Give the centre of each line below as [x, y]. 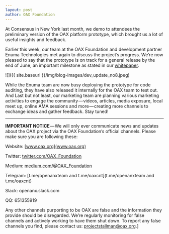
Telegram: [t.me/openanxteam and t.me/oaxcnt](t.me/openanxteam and [80, 175]
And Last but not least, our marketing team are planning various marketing [82, 95]
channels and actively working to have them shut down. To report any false [83, 220]
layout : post [19, 10]
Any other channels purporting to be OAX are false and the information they [84, 210]
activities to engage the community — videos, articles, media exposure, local [84, 100]
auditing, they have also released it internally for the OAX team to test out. [82, 90]
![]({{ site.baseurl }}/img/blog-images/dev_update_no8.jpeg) [67, 75]
